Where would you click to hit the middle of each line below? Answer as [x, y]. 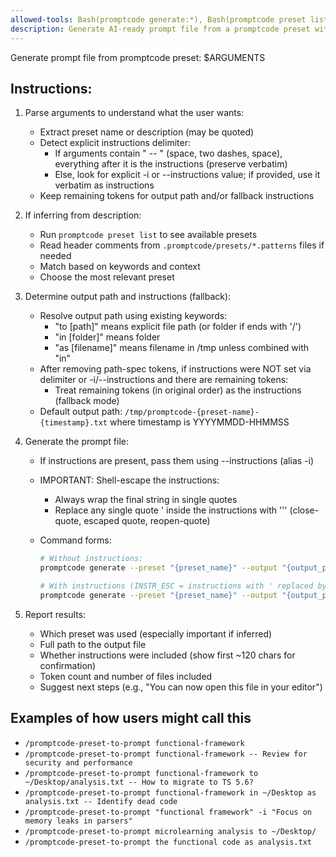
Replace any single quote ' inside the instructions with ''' [171, 510]
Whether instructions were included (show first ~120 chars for [167, 655]
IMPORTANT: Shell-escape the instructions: [129, 480]
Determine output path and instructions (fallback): [128, 297]
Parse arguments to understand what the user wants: [134, 113]
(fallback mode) [87, 401]
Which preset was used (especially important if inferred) [156, 633]
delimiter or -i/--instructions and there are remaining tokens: [164, 380]
